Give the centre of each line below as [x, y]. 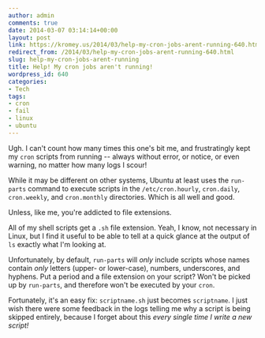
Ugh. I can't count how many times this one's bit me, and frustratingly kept [129, 148]
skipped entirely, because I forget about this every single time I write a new [130, 317]
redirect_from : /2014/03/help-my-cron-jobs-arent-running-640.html [121, 52]
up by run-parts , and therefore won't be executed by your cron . [112, 284]
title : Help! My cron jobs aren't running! [81, 67]
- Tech [19, 89]
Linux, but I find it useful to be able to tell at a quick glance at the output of [129, 236]
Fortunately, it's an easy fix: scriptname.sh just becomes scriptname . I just [128, 300]
